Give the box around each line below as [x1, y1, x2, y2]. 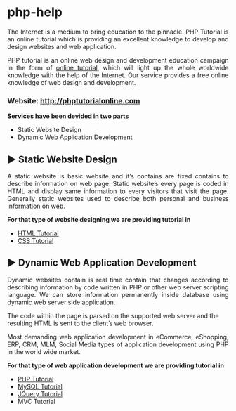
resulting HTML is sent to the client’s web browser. [7, 319, 154, 327]
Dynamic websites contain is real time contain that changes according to [7, 275, 229, 284]
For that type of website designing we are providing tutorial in [7, 216, 191, 224]
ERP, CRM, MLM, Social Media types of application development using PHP [7, 340, 229, 348]
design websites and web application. [7, 42, 117, 51]
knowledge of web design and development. [7, 78, 136, 86]
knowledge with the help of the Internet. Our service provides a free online [7, 71, 229, 79]
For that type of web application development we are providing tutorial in [7, 361, 225, 370]
